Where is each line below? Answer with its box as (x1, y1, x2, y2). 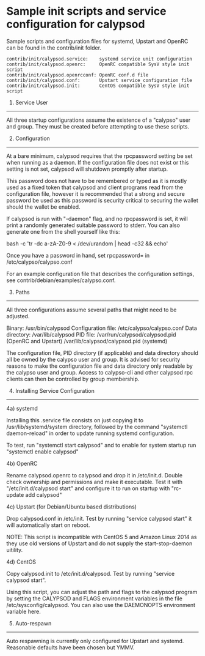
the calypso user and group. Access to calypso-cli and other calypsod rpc (6, 368, 193, 376)
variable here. (6, 608, 41, 615)
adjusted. (6, 312, 30, 319)
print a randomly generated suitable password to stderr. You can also (6, 222, 180, 229)
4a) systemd (6, 404, 38, 412)
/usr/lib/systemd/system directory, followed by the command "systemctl (6, 423, 188, 430)
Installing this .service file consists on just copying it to (6, 416, 144, 423)
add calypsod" (25, 491, 62, 498)
